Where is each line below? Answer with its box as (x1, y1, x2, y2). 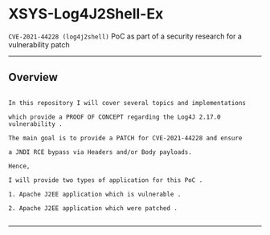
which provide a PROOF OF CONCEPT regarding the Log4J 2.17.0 (8, 113, 221, 121)
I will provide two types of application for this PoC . (8, 176, 203, 184)
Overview (8, 71, 59, 84)
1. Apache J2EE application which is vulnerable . (8, 190, 182, 198)
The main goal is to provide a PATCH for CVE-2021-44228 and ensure (8, 134, 243, 142)
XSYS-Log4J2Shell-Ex (8, 5, 164, 23)
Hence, (8, 162, 31, 170)
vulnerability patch (8, 39, 70, 49)
